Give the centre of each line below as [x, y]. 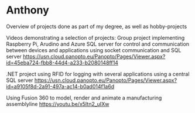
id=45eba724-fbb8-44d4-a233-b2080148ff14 [62, 63]
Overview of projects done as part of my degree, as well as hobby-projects [97, 26]
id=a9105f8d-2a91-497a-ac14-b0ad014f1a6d [60, 86]
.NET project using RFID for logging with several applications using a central [98, 74]
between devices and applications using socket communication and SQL [94, 50]
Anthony [28, 10]
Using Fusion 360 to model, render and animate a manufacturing [84, 98]
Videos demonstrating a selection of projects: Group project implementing [95, 37]
